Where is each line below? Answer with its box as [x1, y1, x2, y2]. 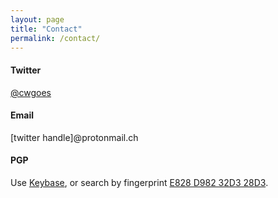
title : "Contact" [10, 24, 83, 34]
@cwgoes [10, 86, 52, 98]
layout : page [10, 14, 65, 25]
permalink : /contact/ [10, 33, 101, 43]
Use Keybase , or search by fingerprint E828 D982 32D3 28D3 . [10, 176, 269, 188]
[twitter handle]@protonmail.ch [10, 131, 139, 143]
